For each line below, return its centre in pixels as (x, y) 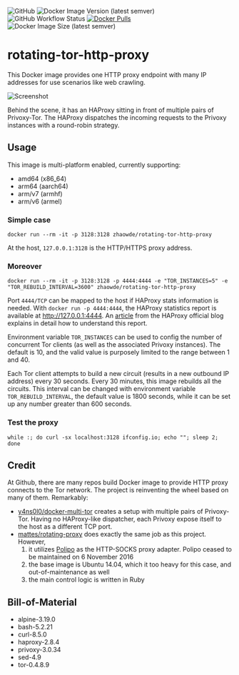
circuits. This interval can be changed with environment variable (102, 389)
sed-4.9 (29, 657)
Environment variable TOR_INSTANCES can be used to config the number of (115, 337)
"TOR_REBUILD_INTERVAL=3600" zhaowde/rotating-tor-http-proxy (102, 288)
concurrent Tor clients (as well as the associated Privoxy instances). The (114, 345)
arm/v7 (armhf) (40, 193)
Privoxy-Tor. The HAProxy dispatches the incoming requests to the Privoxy (117, 117)
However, (32, 542)
